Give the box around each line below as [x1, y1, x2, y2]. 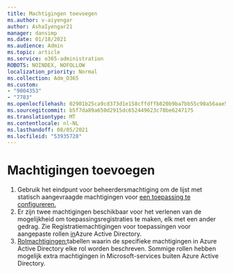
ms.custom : [7, 81, 39, 88]
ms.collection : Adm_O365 [7, 74, 79, 82]
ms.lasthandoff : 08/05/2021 [7, 126, 89, 133]
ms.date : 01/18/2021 [7, 36, 67, 43]
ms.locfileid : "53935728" [7, 132, 82, 139]
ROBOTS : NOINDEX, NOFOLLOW [7, 62, 85, 69]
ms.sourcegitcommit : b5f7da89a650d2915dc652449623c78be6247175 [7, 107, 194, 114]
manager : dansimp [7, 29, 58, 37]
